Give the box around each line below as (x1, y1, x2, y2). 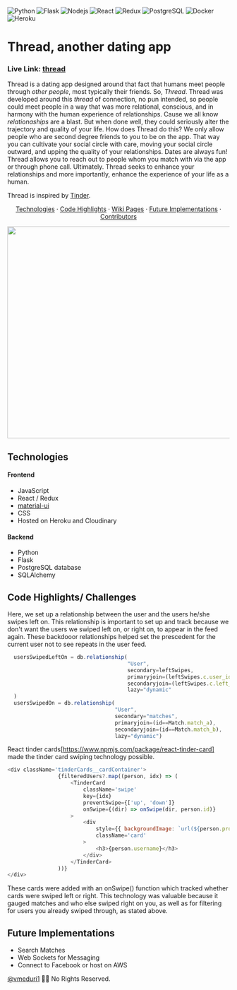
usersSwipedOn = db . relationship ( (13, 700, 115, 707)
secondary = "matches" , (114, 712, 178, 720)
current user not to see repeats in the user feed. (7, 640, 147, 649)
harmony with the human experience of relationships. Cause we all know (7, 110, 219, 119)
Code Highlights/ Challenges (7, 591, 137, 603)
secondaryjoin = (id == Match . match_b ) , (114, 726, 222, 733)
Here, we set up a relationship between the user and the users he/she (7, 610, 210, 619)
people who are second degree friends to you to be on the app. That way (7, 133, 220, 141)
